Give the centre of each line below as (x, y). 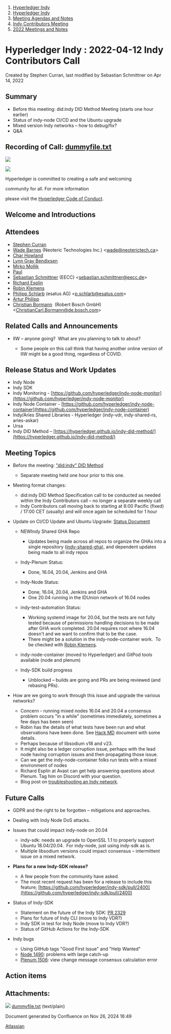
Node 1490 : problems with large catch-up (64, 954)
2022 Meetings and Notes (40, 29)
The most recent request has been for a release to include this (86, 882)
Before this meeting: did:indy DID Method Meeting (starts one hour (83, 109)
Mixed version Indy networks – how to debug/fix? (65, 125)
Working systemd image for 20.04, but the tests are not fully (91, 618)
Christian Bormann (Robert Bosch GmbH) (57, 304)
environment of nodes (44, 765)
